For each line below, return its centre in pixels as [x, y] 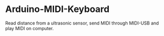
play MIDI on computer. [30, 28]
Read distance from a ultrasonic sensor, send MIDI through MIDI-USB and [82, 23]
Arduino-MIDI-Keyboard [57, 9]
